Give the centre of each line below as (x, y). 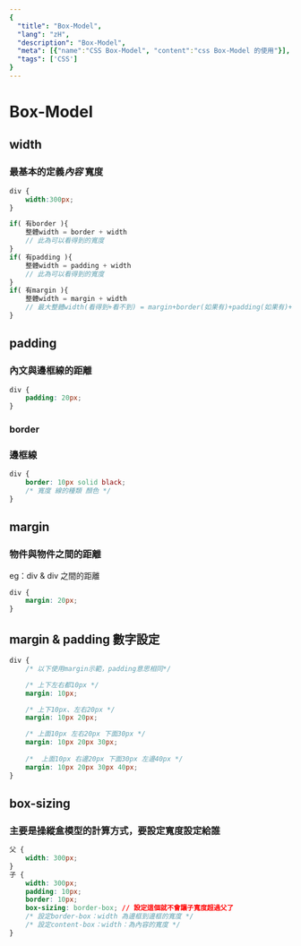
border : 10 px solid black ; (76, 483)
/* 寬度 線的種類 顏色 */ (69, 491)
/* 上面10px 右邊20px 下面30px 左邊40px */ (104, 759)
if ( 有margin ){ (39, 291)
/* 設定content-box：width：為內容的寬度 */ (103, 925)
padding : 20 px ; (54, 398)
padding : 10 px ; (54, 891)
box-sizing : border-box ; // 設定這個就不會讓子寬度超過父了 (130, 908)
